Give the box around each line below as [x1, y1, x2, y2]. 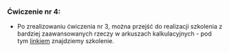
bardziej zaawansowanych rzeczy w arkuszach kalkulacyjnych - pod [17, 29, 212, 38]
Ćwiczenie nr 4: [7, 7, 61, 16]
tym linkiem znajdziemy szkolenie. [17, 37, 115, 45]
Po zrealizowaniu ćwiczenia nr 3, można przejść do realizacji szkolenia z [17, 23, 223, 31]
